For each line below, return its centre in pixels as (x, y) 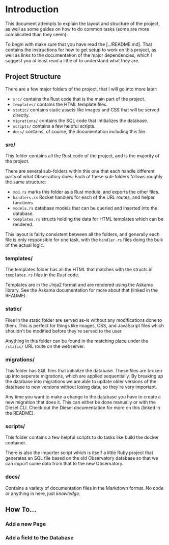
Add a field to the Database (39, 537)
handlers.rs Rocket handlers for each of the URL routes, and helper (84, 197)
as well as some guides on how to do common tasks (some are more (77, 29)
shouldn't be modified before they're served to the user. (64, 331)
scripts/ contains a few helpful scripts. (54, 126)
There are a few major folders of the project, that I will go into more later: (81, 89)
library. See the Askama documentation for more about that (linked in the (81, 290)
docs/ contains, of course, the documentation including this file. (79, 131)
